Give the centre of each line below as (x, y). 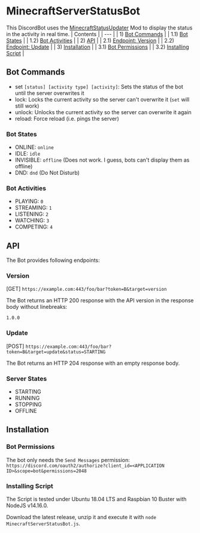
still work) (27, 106)
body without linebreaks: (37, 307)
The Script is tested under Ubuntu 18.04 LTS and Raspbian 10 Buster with (96, 499)
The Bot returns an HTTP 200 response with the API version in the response (100, 300)
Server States (27, 379)
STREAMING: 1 (33, 208)
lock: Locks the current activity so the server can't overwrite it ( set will (102, 99)
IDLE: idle (28, 154)
